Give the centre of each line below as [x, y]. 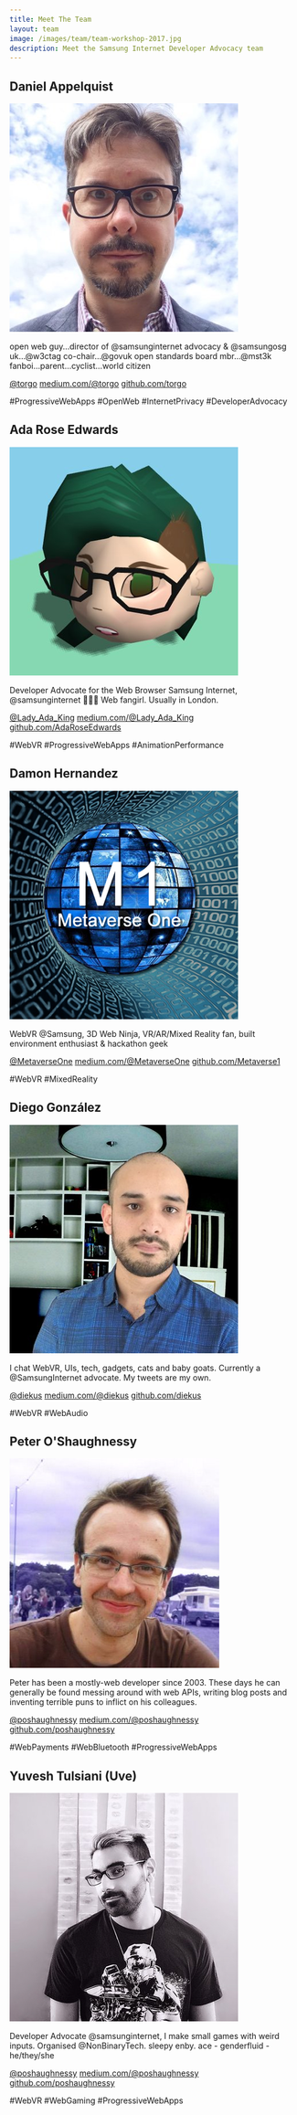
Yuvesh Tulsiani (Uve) [73, 1776]
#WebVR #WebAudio [49, 1412]
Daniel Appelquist [62, 86]
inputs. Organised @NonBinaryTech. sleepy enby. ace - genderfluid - [139, 2046]
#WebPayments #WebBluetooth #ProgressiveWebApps [113, 1747]
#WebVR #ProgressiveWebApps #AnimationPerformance [117, 745]
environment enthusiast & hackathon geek [89, 1043]
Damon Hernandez [64, 773]
